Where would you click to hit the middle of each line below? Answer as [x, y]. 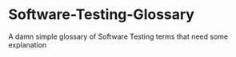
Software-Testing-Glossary [101, 15]
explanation [28, 44]
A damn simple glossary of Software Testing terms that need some [118, 36]
